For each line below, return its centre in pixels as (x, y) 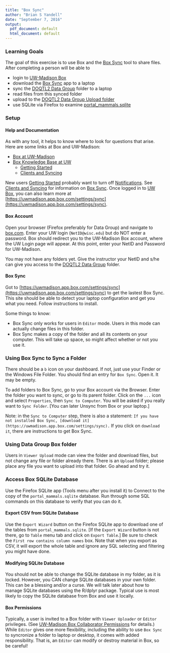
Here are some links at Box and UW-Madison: (53, 147)
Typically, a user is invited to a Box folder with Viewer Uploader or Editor (81, 619)
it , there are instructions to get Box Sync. (49, 431)
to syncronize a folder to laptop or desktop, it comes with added (72, 635)
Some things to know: (28, 313)
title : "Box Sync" (25, 10)
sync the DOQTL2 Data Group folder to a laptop (62, 89)
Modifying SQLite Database (35, 563)
